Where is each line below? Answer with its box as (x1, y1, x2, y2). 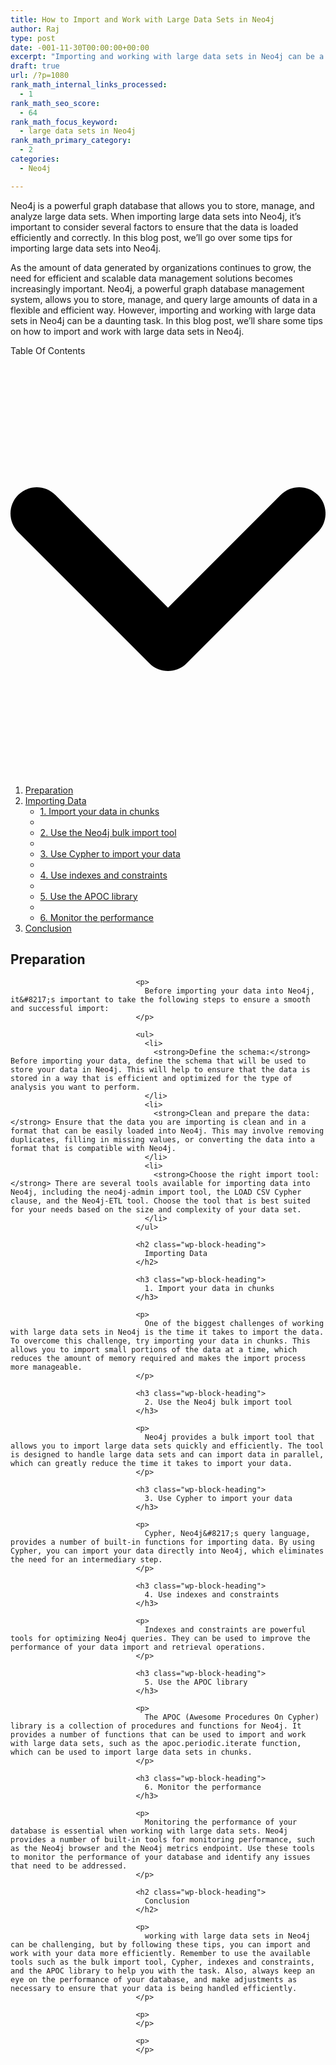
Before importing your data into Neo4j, (144, 986, 315, 996)
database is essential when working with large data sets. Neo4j (10, 1826, 288, 1836)
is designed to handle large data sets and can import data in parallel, (10, 1450, 325, 1460)
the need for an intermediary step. (10, 1555, 163, 1565)
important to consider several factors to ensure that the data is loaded (10, 221, 299, 233)
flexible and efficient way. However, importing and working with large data (10, 304, 317, 316)
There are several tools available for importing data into (54, 1179, 311, 1189)
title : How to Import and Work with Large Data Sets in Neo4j (10, 14, 275, 25)
